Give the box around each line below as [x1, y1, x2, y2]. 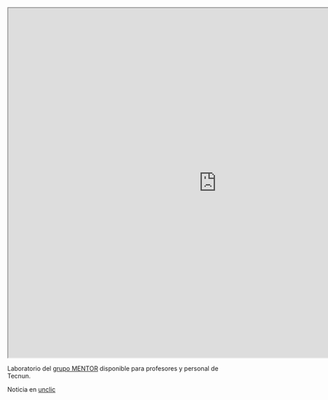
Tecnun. [7, 372, 31, 380]
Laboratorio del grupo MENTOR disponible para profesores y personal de [7, 364, 219, 373]
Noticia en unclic [7, 385, 56, 394]
